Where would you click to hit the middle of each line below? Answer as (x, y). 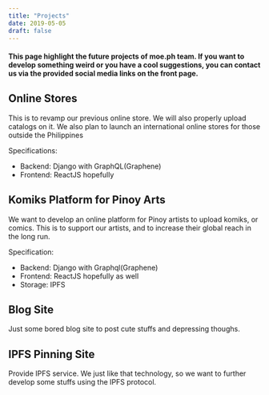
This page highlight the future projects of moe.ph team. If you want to (126, 56)
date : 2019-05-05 (37, 23)
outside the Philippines (46, 135)
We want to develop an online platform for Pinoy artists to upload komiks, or (133, 219)
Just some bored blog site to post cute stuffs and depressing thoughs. (124, 329)
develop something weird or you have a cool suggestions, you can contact (134, 64)
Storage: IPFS (42, 284)
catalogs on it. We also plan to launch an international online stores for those (134, 126)
